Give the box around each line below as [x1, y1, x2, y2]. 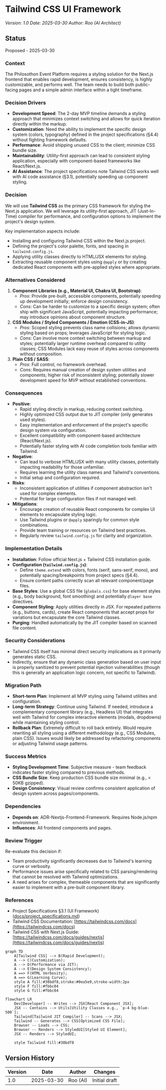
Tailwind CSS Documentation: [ [12, 918, 76, 924]
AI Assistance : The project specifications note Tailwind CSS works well [12, 169, 159, 175]
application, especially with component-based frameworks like [12, 158, 141, 164]
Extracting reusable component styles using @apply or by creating [12, 259, 147, 265]
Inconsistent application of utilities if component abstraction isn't [19, 485, 152, 491]
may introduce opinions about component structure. [19, 314, 126, 320]
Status [5, 34, 26, 43]
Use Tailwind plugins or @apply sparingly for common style [19, 517, 140, 523]
